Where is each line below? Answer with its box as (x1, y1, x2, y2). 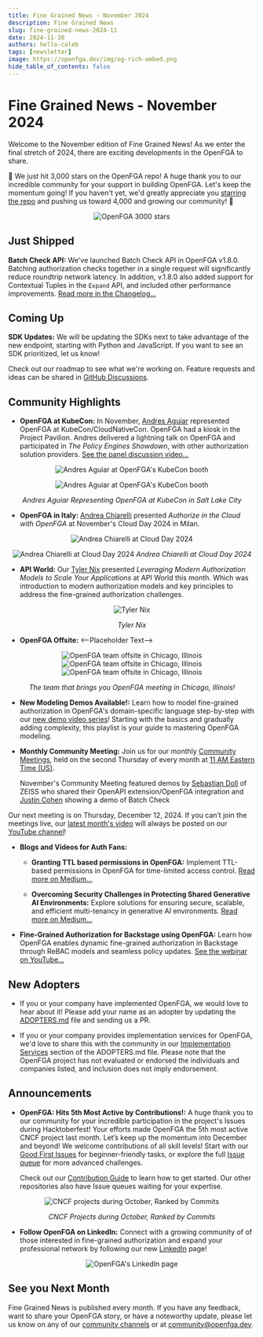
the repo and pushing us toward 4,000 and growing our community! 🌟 (8, 196, 234, 205)
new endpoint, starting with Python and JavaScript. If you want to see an (8, 341, 243, 350)
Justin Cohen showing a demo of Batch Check (19, 795, 170, 805)
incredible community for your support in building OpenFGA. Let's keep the (8, 179, 251, 189)
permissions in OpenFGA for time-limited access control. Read (53, 866, 255, 875)
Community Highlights (8, 395, 122, 409)
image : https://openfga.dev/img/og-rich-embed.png (8, 56, 177, 64)
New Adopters (8, 978, 80, 991)
